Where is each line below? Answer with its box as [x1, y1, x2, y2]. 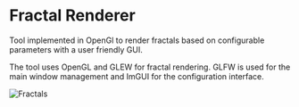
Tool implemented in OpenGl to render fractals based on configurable [9, 35, 265, 45]
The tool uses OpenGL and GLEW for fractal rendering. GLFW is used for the [9, 62, 291, 72]
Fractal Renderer [9, 5, 136, 26]
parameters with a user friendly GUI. [9, 44, 143, 54]
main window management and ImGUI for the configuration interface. [9, 70, 265, 81]
